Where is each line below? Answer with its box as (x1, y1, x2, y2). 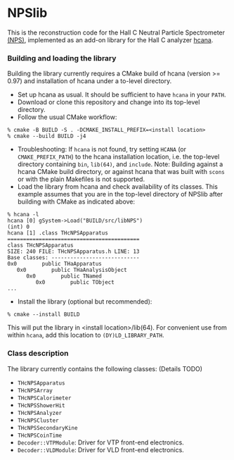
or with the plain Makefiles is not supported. (17, 175, 145, 184)
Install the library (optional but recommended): (17, 297, 152, 306)
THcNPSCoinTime (17, 432, 63, 439)
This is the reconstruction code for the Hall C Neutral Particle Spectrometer (7, 28, 226, 37)
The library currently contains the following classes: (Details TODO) (7, 364, 202, 373)
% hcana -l (7, 211, 39, 218)
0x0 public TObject (35, 279, 115, 286)
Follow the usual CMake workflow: (17, 113, 117, 121)
